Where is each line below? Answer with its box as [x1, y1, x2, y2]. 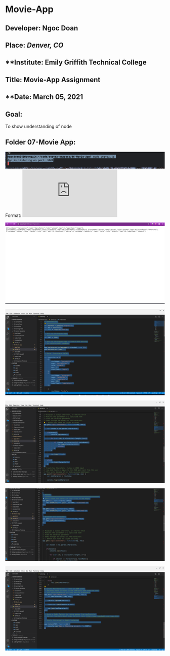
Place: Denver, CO [5, 41, 64, 49]
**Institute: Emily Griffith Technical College [5, 58, 147, 67]
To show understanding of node [5, 123, 72, 129]
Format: [5, 212, 22, 218]
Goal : [5, 110, 23, 119]
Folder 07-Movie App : [5, 138, 76, 147]
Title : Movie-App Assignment [5, 75, 101, 84]
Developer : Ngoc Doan [5, 24, 78, 32]
